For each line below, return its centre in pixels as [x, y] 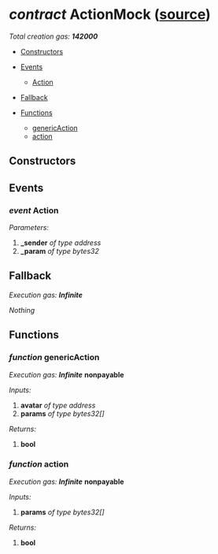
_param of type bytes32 [59, 251]
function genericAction [54, 358]
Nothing [22, 310]
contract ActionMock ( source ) [110, 15]
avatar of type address [58, 405]
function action [39, 464]
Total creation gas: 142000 [54, 36]
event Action [34, 210]
